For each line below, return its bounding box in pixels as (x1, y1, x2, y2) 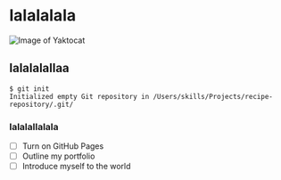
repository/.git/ (9, 100, 74, 109)
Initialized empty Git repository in (9, 92, 150, 101)
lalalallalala (9, 120, 60, 133)
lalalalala (9, 5, 77, 26)
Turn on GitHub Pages (21, 141, 104, 151)
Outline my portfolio (21, 151, 95, 161)
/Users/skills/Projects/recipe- (153, 92, 274, 101)
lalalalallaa (9, 61, 70, 76)
